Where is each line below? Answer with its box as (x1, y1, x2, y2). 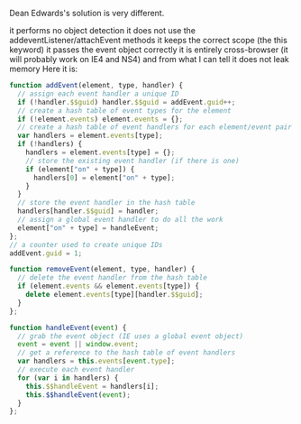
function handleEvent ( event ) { (9, 323, 127, 332)
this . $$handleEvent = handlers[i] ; (25, 382, 160, 391)
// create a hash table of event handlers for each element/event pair (17, 123, 293, 132)
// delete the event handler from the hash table (17, 273, 207, 282)
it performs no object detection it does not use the (9, 25, 196, 35)
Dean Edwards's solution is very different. (9, 8, 165, 18)
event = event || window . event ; (17, 340, 140, 349)
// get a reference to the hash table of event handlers (17, 348, 236, 357)
